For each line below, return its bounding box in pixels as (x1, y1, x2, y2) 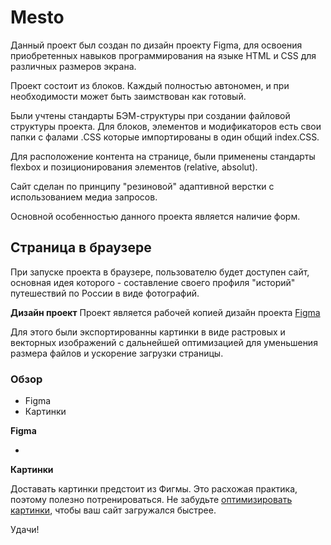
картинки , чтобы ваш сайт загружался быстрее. (10, 504, 217, 516)
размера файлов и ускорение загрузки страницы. (10, 347, 224, 359)
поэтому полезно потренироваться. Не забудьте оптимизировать (10, 494, 293, 506)
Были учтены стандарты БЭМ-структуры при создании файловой (10, 109, 291, 121)
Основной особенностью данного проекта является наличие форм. (10, 210, 301, 222)
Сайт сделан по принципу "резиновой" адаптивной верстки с (10, 180, 275, 192)
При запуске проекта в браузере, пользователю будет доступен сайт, (10, 266, 310, 278)
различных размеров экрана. (10, 60, 137, 72)
